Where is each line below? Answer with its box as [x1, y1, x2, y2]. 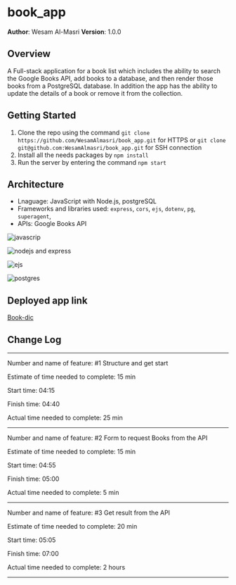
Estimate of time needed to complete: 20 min [7, 522, 138, 530]
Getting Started [7, 110, 77, 122]
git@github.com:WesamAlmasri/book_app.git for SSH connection [17, 143, 202, 151]
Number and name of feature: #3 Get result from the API [7, 508, 171, 517]
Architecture [7, 178, 65, 190]
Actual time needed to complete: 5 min [7, 489, 119, 496]
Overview [7, 48, 51, 60]
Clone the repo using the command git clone [17, 128, 150, 137]
